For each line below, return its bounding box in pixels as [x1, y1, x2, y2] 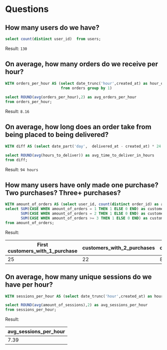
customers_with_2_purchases [82, 244, 155, 251]
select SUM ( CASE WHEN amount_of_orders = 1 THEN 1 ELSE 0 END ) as [5, 207, 146, 212]
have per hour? [5, 280, 53, 289]
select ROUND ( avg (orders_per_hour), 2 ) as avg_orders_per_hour [5, 95, 137, 100]
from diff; [5, 157, 28, 162]
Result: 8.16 [5, 109, 30, 115]
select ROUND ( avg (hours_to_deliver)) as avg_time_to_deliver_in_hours [5, 153, 155, 158]
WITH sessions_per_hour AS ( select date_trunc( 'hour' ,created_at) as [5, 294, 153, 299]
